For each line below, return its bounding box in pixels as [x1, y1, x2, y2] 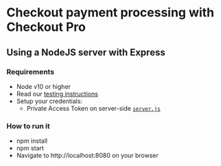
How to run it [6, 121, 50, 130]
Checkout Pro [6, 19, 86, 35]
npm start [16, 144, 44, 152]
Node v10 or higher [16, 82, 71, 90]
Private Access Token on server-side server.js [26, 104, 161, 112]
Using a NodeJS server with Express [6, 46, 165, 58]
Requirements [6, 67, 55, 77]
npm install [16, 137, 48, 145]
